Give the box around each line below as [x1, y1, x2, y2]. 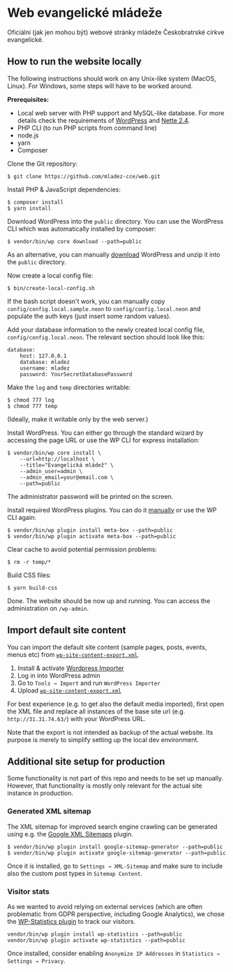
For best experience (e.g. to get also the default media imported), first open [7, 699, 225, 708]
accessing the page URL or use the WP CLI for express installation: [7, 435, 200, 444]
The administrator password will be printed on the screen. [7, 492, 174, 500]
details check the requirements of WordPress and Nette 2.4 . [17, 116, 190, 124]
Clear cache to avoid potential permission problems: [7, 545, 158, 553]
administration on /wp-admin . [7, 604, 89, 612]
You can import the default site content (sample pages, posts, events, [7, 643, 207, 651]
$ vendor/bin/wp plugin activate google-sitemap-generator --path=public [7, 849, 227, 857]
